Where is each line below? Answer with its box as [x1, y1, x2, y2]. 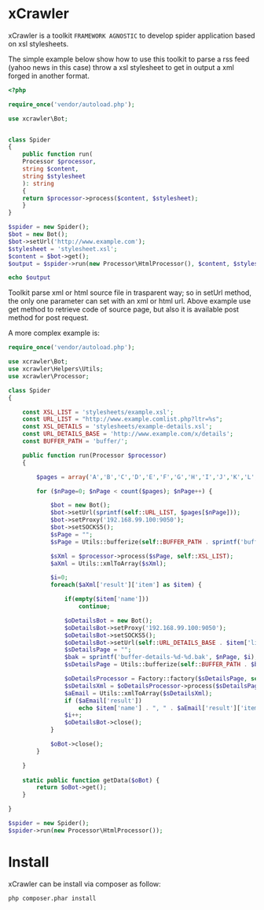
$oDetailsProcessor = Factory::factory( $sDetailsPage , [64, 675, 247, 683]
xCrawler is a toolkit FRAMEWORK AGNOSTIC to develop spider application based [8, 31, 255, 40]
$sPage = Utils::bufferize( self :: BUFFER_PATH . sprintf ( [49, 538, 241, 546]
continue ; [78, 602, 111, 610]
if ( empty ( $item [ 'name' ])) [64, 595, 149, 603]
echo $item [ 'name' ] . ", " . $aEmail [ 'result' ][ [78, 704, 241, 712]
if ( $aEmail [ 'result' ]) [64, 697, 143, 705]
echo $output [8, 274, 51, 282]
